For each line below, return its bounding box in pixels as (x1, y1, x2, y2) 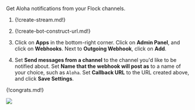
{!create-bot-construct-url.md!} (14, 27, 91, 35)
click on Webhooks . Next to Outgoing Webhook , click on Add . (14, 45, 167, 52)
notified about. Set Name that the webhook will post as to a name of (14, 63, 182, 70)
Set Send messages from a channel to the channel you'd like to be (14, 57, 177, 63)
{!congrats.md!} (6, 87, 45, 93)
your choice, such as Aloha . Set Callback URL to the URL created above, (14, 69, 189, 75)
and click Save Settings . (14, 75, 74, 82)
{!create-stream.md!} (14, 16, 66, 23)
